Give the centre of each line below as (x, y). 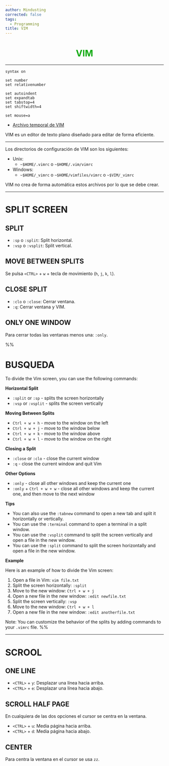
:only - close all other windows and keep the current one (72, 483)
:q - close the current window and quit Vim (57, 464)
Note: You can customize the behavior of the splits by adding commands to (83, 622)
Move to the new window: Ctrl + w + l (53, 607)
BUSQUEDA (30, 365)
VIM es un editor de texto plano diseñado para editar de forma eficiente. (80, 135)
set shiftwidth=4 (23, 107)
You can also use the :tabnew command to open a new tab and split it (84, 514)
